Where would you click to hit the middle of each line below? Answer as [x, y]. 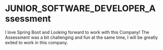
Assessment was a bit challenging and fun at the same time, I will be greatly [81, 37]
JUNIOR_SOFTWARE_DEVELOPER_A [80, 8]
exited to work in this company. [37, 42]
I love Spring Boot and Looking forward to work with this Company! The [77, 32]
